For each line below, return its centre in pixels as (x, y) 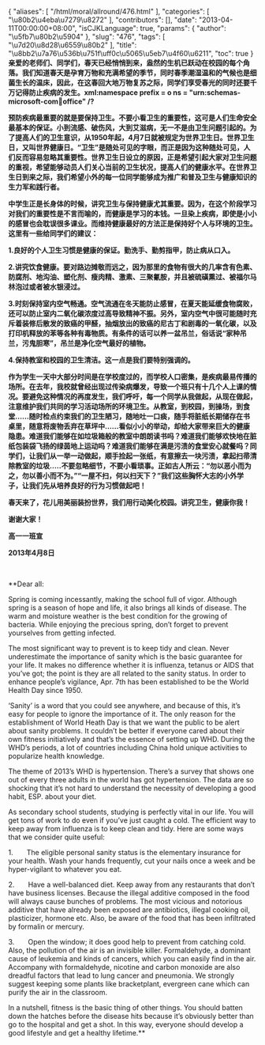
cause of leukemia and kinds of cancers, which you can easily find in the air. (132, 959)
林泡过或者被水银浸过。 (46, 287)
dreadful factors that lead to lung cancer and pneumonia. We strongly (121, 975)
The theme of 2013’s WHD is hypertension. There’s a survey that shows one (131, 771)
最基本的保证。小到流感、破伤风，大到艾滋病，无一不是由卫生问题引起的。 (129, 127)
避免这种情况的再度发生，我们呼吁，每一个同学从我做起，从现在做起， (143, 396)
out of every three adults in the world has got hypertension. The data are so (131, 780)
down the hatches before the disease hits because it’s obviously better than (131, 1016)
